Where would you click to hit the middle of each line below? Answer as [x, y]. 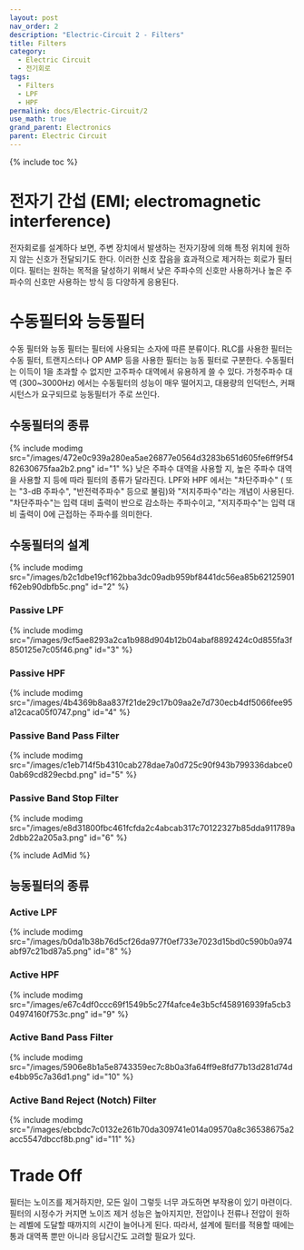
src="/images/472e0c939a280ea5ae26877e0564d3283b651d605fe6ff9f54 [152, 457]
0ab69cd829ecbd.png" [54, 775]
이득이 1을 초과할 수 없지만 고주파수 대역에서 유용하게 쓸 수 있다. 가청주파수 [151, 371]
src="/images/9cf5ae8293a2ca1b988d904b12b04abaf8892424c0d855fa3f [151, 640]
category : [28, 52]
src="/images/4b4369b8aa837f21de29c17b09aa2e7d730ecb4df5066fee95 [151, 702]
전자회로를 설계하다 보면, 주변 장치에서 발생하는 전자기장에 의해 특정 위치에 [142, 247]
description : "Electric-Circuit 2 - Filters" [97, 35]
